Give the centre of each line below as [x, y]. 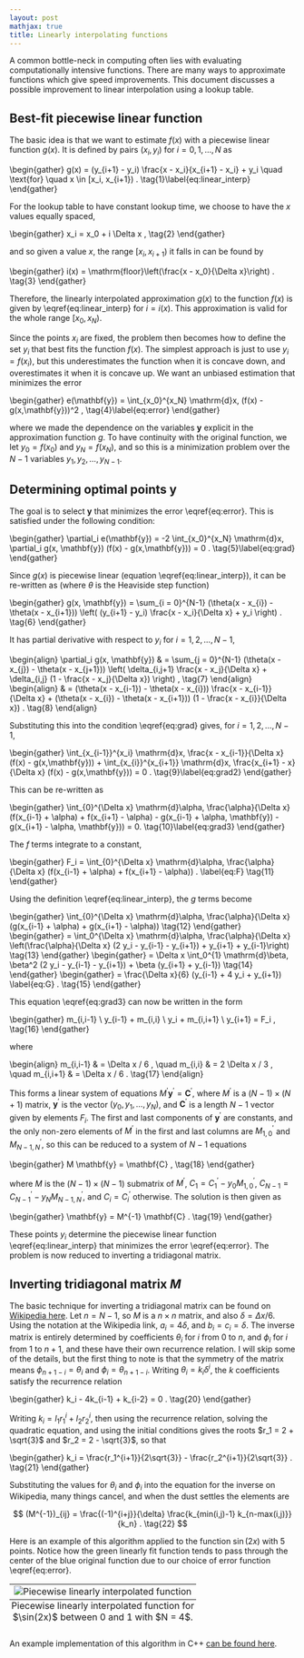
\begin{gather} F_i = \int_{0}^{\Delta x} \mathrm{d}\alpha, [117, 862]
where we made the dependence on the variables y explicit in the [132, 427]
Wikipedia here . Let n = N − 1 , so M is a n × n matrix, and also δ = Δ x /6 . [142, 1316]
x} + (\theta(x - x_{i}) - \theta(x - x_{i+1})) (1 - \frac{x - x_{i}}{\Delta [162, 698]
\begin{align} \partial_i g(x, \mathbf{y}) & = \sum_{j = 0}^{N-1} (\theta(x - [145, 659]
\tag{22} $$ [166, 1523]
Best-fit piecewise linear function [106, 118]
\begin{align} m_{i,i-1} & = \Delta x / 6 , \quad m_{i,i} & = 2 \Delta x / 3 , [142, 1064]
